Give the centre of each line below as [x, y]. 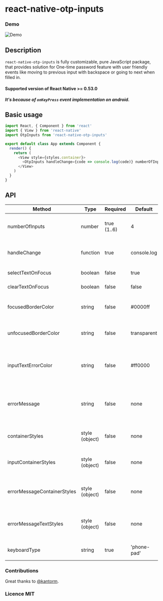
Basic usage [24, 115]
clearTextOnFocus [28, 287]
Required [115, 209]
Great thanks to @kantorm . [32, 581]
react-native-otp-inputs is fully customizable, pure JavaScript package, [78, 62]
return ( [23, 153]
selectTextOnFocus [30, 272]
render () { [20, 148]
